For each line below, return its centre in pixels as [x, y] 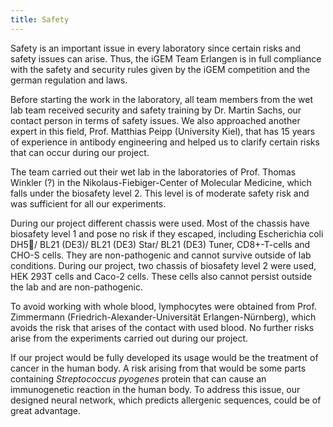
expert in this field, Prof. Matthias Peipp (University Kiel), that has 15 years [163, 131]
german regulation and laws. [69, 80]
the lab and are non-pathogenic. [77, 287]
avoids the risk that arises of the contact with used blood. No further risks [162, 327]
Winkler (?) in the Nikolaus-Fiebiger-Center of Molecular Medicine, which [161, 182]
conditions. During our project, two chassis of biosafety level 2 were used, [163, 265]
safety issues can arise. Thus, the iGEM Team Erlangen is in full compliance [166, 58]
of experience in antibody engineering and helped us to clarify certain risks [165, 142]
